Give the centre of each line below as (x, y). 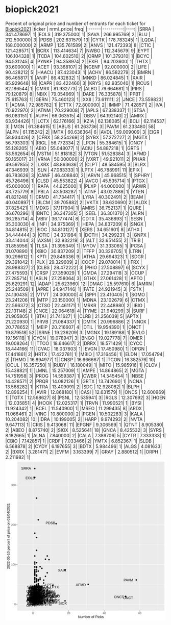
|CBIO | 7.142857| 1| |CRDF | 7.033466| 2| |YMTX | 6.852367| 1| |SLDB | (80, 441)
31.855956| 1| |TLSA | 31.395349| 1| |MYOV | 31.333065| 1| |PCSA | (76, 245)
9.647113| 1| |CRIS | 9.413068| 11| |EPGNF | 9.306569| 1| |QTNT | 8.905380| (84, 424)
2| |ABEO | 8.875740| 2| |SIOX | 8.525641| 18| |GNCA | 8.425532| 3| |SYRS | (85, 430)
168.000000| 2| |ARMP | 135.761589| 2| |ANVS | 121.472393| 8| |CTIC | (80, 45)
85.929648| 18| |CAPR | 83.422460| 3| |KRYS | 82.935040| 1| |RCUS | (79, 83)
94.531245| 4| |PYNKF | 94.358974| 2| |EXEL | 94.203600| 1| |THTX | (78, 61)
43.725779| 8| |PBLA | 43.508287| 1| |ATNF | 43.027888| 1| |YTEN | (76, 191)
